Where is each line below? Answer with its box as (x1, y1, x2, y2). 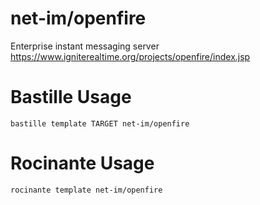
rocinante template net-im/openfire (10, 185, 163, 195)
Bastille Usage (10, 86, 132, 109)
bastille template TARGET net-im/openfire (10, 118, 190, 129)
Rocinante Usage (10, 152, 155, 175)
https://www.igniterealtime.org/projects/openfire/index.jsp (10, 50, 251, 62)
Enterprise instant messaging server (10, 40, 160, 52)
